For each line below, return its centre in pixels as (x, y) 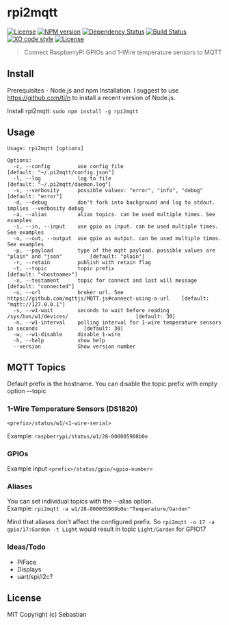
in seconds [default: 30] (66, 328)
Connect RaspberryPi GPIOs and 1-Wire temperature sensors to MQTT (123, 52)
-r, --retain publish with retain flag (82, 262)
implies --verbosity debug (45, 208)
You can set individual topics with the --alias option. (80, 502)
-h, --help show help (59, 340)
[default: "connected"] (41, 286)
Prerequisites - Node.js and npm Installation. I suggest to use (93, 90)
